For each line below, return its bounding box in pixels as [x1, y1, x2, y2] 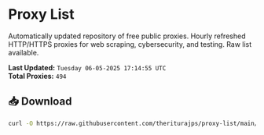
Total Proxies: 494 [8, 71, 67, 80]
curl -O [8, 119, 34, 127]
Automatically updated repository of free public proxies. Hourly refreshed [8, 31, 246, 41]
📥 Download [8, 95, 72, 108]
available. [8, 48, 39, 57]
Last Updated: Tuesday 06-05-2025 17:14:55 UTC [8, 62, 167, 72]
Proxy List [8, 5, 75, 23]
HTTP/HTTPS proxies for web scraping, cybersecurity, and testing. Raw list [8, 39, 252, 48]
